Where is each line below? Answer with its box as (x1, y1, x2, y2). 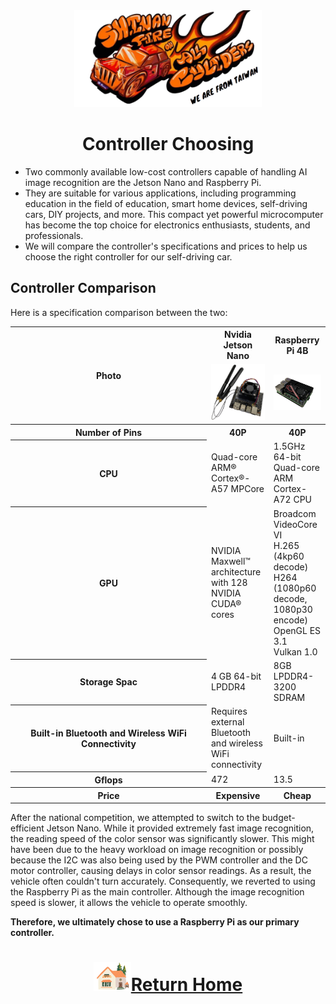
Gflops (94, 774, 123, 786)
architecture (211, 566, 262, 578)
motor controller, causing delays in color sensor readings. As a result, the (10, 865, 312, 877)
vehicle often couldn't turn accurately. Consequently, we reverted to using (10, 875, 316, 888)
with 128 (211, 577, 248, 589)
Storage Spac (79, 676, 138, 688)
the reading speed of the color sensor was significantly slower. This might (10, 833, 315, 845)
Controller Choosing (81, 133, 255, 156)
